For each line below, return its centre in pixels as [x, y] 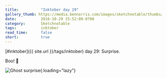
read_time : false [29, 33]
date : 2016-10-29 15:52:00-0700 [50, 19]
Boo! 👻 [12, 61]
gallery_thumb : [21, 14]
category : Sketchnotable [38, 23]
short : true [28, 38]
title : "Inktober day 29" [42, 10]
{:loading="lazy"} [58, 70]
